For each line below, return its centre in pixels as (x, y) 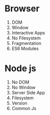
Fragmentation (26, 43)
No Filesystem (26, 38)
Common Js (24, 108)
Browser (22, 9)
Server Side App (28, 92)
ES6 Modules (25, 48)
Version (19, 103)
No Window (24, 87)
